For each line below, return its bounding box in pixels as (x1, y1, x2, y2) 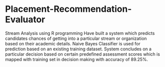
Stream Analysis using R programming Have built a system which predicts (5, 30, 155, 36)
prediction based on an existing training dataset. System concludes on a (5, 46, 152, 52)
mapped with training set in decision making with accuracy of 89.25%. (5, 56, 148, 62)
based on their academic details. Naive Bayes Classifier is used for (5, 40, 140, 46)
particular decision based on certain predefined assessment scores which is (5, 51, 160, 57)
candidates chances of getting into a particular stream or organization (5, 35, 147, 41)
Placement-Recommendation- (5, 3, 132, 15)
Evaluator (5, 14, 45, 25)
